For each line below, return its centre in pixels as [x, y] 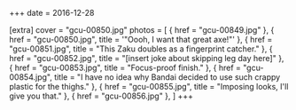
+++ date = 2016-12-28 [52, 13]
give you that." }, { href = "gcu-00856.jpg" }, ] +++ [101, 96]
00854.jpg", [31, 77]
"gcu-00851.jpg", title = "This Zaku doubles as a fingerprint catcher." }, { [141, 49]
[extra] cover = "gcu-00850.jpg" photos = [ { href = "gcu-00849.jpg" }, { [142, 30]
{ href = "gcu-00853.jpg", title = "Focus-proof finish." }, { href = [125, 67]
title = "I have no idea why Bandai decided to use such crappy [167, 77]
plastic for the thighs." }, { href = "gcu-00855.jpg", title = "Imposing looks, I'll [149, 86]
